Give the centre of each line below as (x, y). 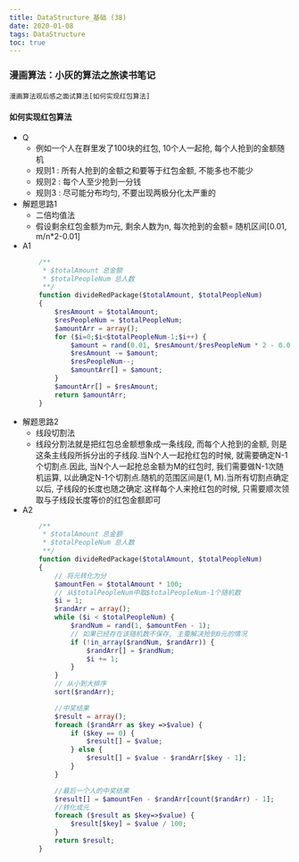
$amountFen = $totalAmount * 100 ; (119, 584)
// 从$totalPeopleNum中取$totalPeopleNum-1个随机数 (148, 592)
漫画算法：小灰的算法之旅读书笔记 (83, 75)
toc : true (28, 42)
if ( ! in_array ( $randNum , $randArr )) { (142, 642)
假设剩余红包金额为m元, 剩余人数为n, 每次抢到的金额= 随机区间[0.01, (161, 226)
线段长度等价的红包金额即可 (110, 499)
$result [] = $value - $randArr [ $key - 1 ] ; (166, 758)
